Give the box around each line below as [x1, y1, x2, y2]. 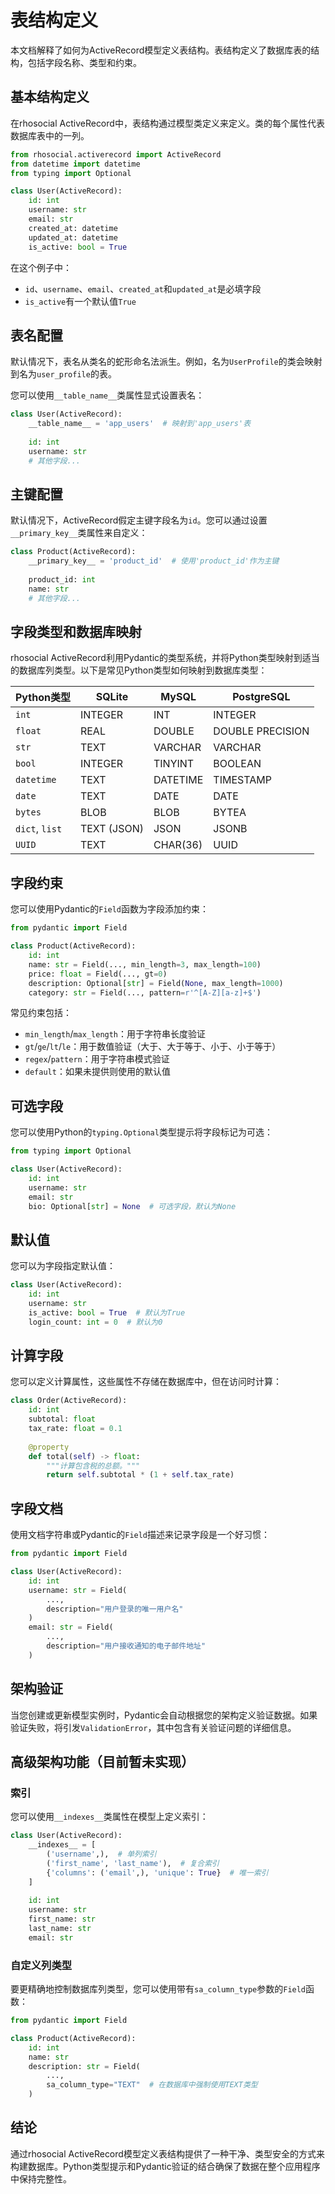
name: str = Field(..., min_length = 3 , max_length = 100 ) [28, 959, 262, 970]
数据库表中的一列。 [10, 129, 90, 141]
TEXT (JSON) [79, 822, 144, 836]
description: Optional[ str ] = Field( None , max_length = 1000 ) [28, 978, 284, 988]
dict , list [15, 822, 63, 836]
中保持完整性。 [10, 2172, 72, 2185]
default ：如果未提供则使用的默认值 [24, 1066, 171, 1078]
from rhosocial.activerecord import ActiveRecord [10, 149, 222, 160]
